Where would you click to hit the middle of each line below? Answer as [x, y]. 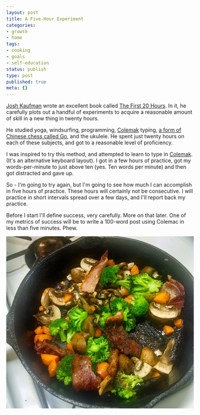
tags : [13, 44]
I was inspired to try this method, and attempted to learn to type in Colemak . [99, 154]
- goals [16, 57]
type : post [20, 75]
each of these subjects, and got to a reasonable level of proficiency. [90, 143]
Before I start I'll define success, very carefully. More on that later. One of [96, 215]
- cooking [18, 51]
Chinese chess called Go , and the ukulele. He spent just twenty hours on [95, 137]
